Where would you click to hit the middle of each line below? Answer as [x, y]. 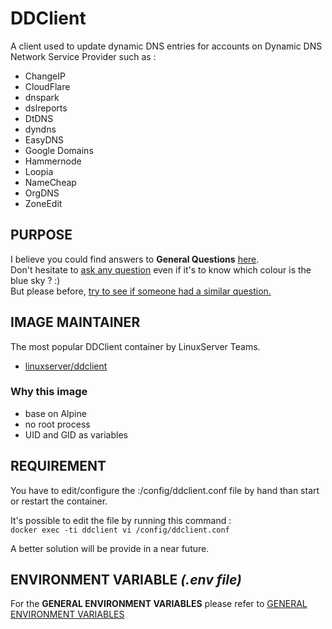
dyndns [40, 129]
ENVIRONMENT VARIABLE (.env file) [126, 580]
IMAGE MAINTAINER [75, 322]
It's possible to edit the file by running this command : [121, 520]
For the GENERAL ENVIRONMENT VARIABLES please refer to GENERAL [159, 604]
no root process [57, 424]
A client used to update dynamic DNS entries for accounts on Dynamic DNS [166, 46]
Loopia [39, 171]
